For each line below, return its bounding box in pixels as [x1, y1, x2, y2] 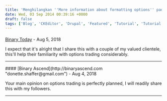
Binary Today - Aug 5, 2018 [5, 36, 61, 42]
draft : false [5, 16, 32, 21]
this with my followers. [5, 85, 51, 92]
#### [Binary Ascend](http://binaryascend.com [5, 65, 103, 71]
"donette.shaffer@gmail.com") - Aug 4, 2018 [5, 70, 97, 77]
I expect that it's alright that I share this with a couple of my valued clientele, [5, 46, 161, 52]
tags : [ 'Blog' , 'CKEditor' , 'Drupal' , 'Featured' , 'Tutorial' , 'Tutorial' [5, 21, 164, 26]
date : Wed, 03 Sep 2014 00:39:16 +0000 [5, 12, 88, 17]
